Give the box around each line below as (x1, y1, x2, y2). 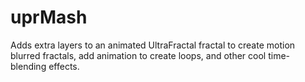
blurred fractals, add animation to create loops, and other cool (10, 49, 267, 61)
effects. (48, 60, 80, 72)
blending (10, 60, 47, 72)
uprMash (10, 6, 88, 29)
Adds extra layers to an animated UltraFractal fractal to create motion (10, 39, 296, 51)
